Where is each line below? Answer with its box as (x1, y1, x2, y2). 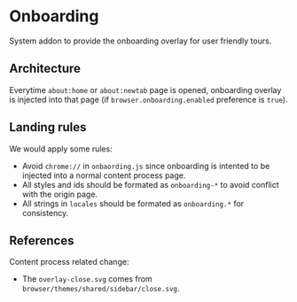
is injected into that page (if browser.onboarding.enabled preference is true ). (9, 94, 288, 105)
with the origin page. (21, 189, 98, 199)
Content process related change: (9, 257, 129, 267)
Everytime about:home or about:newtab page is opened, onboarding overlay (9, 84, 282, 95)
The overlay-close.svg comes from (21, 274, 152, 284)
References (9, 233, 74, 248)
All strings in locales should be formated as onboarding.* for (21, 197, 245, 209)
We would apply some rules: (9, 143, 113, 154)
